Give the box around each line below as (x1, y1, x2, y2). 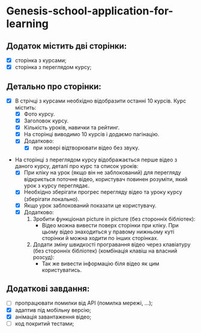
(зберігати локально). (23, 195, 80, 202)
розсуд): (32, 253, 55, 260)
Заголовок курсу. (23, 117, 69, 124)
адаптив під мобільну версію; (14, 306, 91, 313)
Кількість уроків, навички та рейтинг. (23, 124, 120, 131)
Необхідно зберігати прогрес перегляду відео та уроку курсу (23, 188, 182, 196)
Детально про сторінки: (6, 81, 102, 91)
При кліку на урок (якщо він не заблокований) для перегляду (23, 169, 181, 176)
